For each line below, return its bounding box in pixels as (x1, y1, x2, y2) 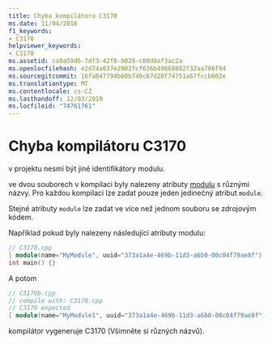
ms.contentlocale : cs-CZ (8, 87, 92, 96)
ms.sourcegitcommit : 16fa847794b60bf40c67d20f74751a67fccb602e (8, 72, 227, 80)
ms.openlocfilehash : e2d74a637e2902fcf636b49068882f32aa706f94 (8, 65, 227, 73)
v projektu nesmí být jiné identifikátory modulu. (8, 164, 166, 174)
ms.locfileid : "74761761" (8, 102, 96, 110)
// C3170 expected (8, 304, 70, 312)
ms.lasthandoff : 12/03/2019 (8, 95, 104, 103)
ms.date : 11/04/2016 (8, 19, 79, 28)
